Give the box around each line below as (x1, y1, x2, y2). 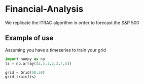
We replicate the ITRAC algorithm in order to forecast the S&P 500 (5, 20, 140, 26)
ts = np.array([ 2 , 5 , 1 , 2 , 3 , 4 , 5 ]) (5, 61, 72, 66)
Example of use (5, 34, 54, 42)
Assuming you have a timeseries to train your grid (5, 47, 106, 53)
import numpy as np (5, 56, 45, 61)
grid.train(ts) (5, 75, 36, 80)
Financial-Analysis (5, 3, 84, 15)
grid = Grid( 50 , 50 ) (5, 70, 45, 75)
